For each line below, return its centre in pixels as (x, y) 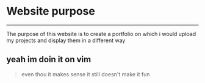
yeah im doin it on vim (49, 60)
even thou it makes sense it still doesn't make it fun (86, 74)
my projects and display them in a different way (66, 40)
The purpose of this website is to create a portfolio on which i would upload (101, 34)
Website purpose (51, 11)
